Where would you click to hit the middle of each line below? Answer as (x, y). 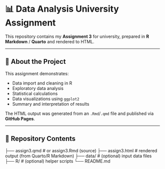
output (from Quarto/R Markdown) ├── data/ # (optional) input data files (79, 156)
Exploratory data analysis (38, 88)
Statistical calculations (35, 93)
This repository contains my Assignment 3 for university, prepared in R (77, 36)
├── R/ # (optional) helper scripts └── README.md (58, 161)
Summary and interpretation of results (51, 104)
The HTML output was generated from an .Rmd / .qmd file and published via (79, 113)
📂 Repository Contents (41, 139)
